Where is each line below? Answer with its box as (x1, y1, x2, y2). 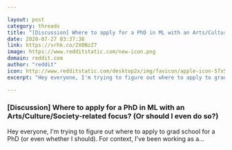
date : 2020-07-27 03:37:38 (7, 35, 85, 42)
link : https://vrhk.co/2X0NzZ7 (7, 42, 97, 49)
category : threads (7, 22, 60, 30)
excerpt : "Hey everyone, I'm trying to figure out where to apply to (7, 74, 212, 81)
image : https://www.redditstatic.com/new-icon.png (7, 48, 156, 55)
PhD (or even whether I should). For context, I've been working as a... (7, 134, 205, 142)
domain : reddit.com (7, 55, 64, 62)
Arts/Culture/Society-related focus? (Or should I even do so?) (7, 111, 219, 121)
